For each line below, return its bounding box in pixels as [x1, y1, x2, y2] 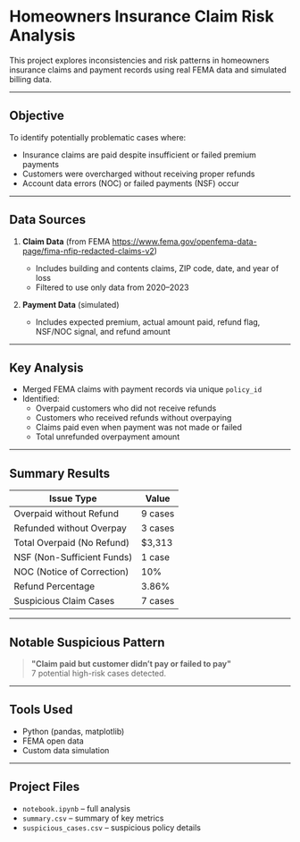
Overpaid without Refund [13, 507, 119, 520]
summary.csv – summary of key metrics [21, 812, 164, 823]
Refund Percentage [13, 580, 96, 592]
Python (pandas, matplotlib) [21, 726, 125, 736]
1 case [141, 551, 170, 564]
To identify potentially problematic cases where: [9, 132, 187, 142]
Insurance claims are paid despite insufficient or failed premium [21, 149, 257, 160]
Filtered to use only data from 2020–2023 [35, 282, 189, 293]
